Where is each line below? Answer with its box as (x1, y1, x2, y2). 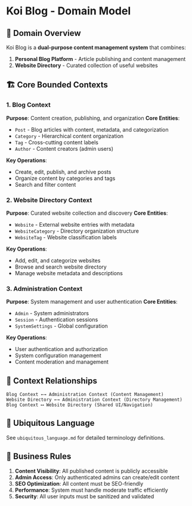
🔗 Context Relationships (6, 376, 97, 386)
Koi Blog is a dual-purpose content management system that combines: (6, 44, 186, 51)
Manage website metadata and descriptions (14, 269, 123, 276)
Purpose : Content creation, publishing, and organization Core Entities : (6, 114, 180, 121)
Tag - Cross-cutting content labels (14, 139, 98, 146)
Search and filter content (14, 181, 76, 188)
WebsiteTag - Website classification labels (14, 233, 117, 240)
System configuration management (14, 352, 101, 359)
